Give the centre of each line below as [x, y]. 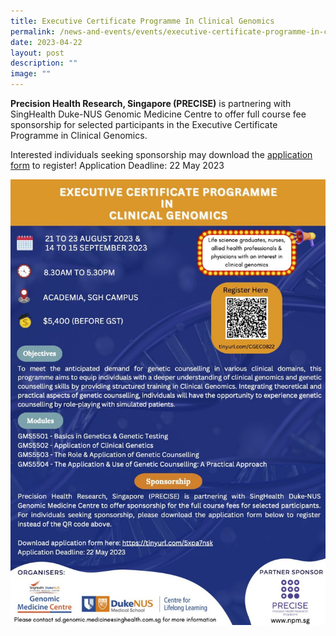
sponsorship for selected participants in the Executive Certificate [144, 124]
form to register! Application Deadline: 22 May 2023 [117, 165]
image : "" [31, 74]
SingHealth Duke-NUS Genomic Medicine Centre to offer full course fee [158, 114]
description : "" [44, 63]
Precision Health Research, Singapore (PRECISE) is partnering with [151, 103]
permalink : [33, 31]
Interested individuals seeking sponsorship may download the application [161, 154]
